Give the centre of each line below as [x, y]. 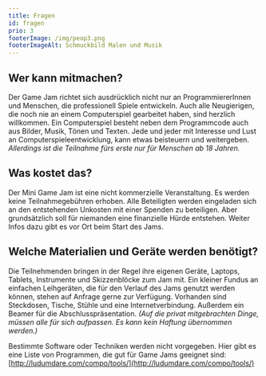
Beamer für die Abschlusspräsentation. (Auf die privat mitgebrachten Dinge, [134, 314]
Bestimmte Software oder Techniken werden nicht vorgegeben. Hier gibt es [133, 346]
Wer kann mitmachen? [66, 78]
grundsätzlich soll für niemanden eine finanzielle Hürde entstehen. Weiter [129, 218]
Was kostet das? [50, 173]
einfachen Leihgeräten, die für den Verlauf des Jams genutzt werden [122, 288]
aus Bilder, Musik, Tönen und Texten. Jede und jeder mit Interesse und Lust [133, 131]
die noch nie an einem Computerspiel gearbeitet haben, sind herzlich [122, 114]
